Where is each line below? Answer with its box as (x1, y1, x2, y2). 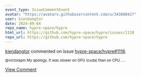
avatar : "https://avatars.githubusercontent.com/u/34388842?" (5, 12, 137, 17)
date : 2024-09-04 (5, 21, 41, 26)
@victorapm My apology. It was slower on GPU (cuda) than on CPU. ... (5, 58, 125, 63)
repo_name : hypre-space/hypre (5, 26, 68, 31)
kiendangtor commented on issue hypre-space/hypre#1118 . (5, 48, 127, 54)
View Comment (5, 66, 37, 72)
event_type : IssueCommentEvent (5, 7, 70, 12)
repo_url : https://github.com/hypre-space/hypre (5, 35, 108, 40)
